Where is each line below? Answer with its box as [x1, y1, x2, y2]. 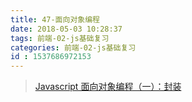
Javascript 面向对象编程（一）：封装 [34, 81, 182, 93]
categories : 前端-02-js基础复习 [10, 42, 137, 53]
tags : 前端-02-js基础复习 [10, 33, 110, 43]
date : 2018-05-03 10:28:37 [10, 24, 123, 34]
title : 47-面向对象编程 [10, 14, 100, 25]
